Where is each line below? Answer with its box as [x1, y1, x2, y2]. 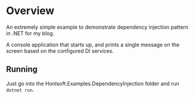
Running [6, 65, 38, 75]
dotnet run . [6, 86, 34, 93]
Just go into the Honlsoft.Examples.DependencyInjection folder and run [6, 80, 179, 87]
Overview [6, 4, 55, 18]
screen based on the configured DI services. [6, 47, 114, 54]
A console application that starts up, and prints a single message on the [6, 41, 180, 48]
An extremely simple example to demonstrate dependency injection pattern [6, 23, 189, 31]
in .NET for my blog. [6, 29, 55, 36]
